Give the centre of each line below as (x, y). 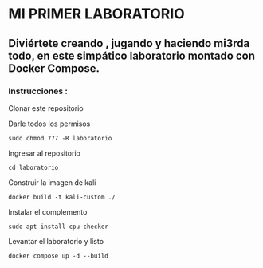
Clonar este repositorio (46, 108)
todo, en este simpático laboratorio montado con (131, 55)
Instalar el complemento (48, 211)
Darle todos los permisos (49, 124)
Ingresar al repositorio (45, 153)
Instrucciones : (38, 91)
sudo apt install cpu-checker (59, 227)
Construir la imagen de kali (52, 182)
